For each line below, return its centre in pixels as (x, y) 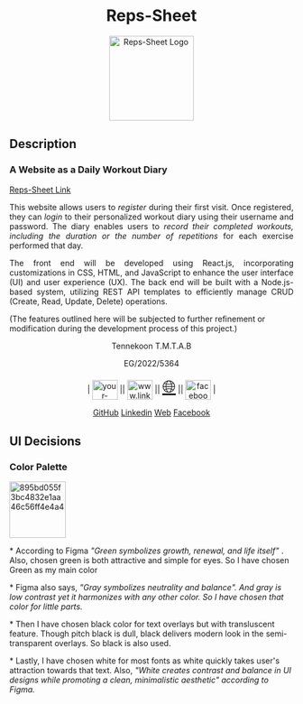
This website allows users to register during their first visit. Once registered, (151, 207)
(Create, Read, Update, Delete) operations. (89, 301)
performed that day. (46, 245)
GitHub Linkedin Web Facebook (151, 412)
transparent (31, 643)
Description (43, 144)
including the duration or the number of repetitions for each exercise (151, 236)
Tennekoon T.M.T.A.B (151, 346)
